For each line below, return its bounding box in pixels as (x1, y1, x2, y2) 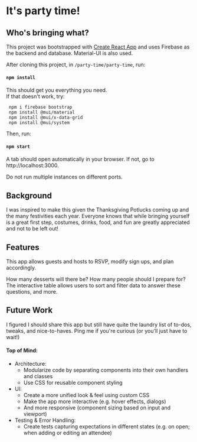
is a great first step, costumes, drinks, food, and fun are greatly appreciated (6, 219, 190, 226)
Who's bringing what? (6, 28, 90, 38)
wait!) (6, 333, 20, 340)
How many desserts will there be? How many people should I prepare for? (6, 276, 186, 283)
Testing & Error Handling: (14, 417, 76, 424)
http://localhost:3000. (6, 162, 59, 169)
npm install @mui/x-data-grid (8, 115, 83, 121)
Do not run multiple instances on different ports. (6, 173, 123, 181)
